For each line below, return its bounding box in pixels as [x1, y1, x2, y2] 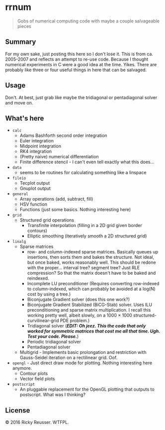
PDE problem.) [60, 318, 90, 323]
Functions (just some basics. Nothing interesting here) [19, 207, 131, 213]
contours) [27, 228, 47, 234]
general [12, 192, 28, 197]
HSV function [19, 201, 47, 208]
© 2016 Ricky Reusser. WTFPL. [5, 420, 69, 426]
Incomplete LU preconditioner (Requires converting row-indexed [27, 281, 160, 287]
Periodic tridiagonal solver [27, 339, 81, 345]
